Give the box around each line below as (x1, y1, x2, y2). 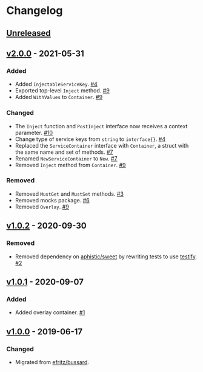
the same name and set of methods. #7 (15, 148, 113, 156)
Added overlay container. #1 (15, 309, 85, 316)
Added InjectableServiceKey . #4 (15, 80, 98, 88)
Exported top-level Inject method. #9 (15, 87, 110, 94)
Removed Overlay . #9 (15, 203, 70, 210)
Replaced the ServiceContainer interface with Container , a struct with (15, 142, 189, 149)
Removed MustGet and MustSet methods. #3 (15, 190, 124, 198)
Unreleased (6, 28, 52, 38)
